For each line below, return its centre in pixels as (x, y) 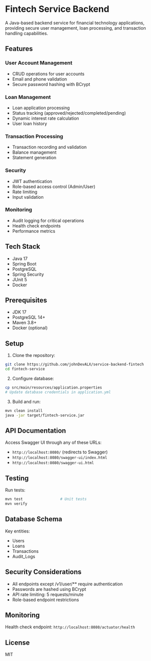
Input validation (28, 197)
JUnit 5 (19, 279)
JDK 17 (19, 312)
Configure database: (33, 378)
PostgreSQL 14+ (29, 317)
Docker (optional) (30, 328)
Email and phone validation (40, 79)
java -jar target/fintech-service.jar (45, 415)
